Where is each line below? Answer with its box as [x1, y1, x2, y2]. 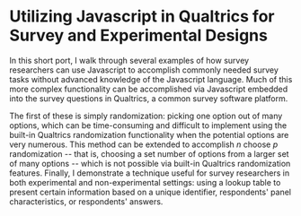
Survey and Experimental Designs [9, 25, 268, 46]
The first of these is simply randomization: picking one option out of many [9, 110, 283, 121]
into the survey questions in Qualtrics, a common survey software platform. [9, 92, 288, 104]
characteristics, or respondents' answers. [9, 195, 164, 207]
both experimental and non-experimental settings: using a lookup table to [9, 177, 281, 187]
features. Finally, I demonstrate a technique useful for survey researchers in [9, 168, 290, 178]
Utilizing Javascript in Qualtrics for [9, 6, 275, 27]
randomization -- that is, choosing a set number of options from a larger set [9, 148, 289, 159]
